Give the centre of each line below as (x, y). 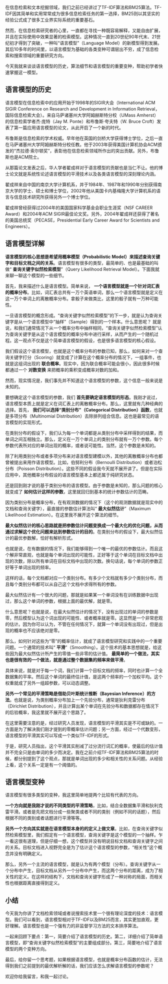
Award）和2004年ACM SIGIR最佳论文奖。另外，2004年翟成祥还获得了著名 (82, 213)
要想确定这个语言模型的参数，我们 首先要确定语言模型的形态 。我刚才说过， (82, 397)
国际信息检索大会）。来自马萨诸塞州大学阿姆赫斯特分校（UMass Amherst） (82, 115)
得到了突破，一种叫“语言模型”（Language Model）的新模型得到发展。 (90, 43)
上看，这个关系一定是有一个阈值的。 (42, 764)
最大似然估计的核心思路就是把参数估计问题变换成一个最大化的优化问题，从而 (84, 525)
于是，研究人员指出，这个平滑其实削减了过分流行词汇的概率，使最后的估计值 (84, 746)
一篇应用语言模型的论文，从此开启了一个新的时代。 (71, 127)
